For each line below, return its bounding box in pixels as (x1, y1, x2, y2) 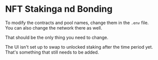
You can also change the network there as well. (5, 25, 102, 30)
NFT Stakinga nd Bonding (5, 3, 113, 15)
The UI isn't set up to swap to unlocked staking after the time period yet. (5, 44, 153, 50)
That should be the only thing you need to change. (5, 34, 108, 40)
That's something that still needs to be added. (5, 49, 99, 55)
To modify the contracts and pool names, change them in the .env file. (5, 20, 149, 26)
